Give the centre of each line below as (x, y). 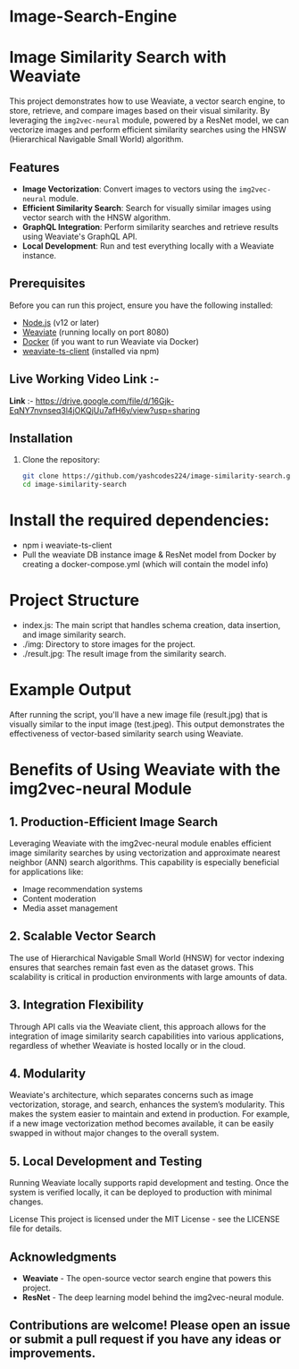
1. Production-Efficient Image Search (114, 822)
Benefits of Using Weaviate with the (145, 770)
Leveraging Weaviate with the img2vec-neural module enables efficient (141, 843)
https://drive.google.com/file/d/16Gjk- (105, 401)
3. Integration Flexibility (77, 1005)
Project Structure (75, 600)
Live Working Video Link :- (84, 379)
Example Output (71, 690)
